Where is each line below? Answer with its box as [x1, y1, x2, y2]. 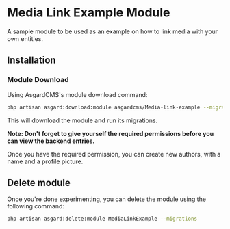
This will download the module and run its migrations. [7, 116, 158, 124]
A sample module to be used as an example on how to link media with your [7, 27, 218, 36]
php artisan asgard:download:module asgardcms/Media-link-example [7, 104, 201, 111]
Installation [7, 55, 56, 66]
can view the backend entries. [7, 137, 95, 145]
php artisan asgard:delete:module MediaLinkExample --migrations [7, 215, 197, 223]
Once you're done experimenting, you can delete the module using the [7, 195, 207, 203]
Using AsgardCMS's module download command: [7, 90, 148, 98]
